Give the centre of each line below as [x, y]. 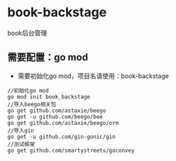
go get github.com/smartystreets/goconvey [71, 150]
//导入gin [21, 131]
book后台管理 [27, 33]
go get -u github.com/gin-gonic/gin [61, 137]
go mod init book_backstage [49, 96]
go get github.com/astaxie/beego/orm [63, 123]
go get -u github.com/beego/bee [55, 117]
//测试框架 [21, 144]
